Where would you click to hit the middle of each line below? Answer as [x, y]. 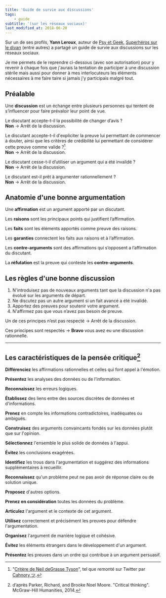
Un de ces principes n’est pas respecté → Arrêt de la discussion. [71, 321]
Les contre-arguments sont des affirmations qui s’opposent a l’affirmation [81, 248]
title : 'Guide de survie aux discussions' [49, 10]
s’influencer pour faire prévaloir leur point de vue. [56, 111]
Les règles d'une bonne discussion [60, 278]
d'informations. [21, 404]
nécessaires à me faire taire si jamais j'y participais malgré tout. [70, 78]
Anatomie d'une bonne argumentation [65, 197]
